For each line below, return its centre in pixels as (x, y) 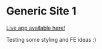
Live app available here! (36, 28)
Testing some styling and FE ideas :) (51, 39)
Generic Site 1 (41, 11)
